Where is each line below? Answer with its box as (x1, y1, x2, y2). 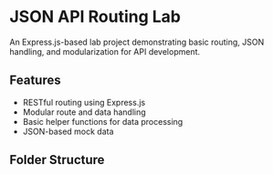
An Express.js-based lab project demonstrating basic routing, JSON (9, 36, 265, 47)
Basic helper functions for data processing (22, 116, 184, 127)
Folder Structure (9, 152, 105, 168)
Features (9, 73, 61, 88)
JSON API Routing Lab (9, 6, 181, 27)
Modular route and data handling (22, 107, 146, 118)
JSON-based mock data (22, 126, 114, 137)
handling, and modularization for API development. (9, 46, 201, 56)
